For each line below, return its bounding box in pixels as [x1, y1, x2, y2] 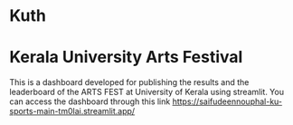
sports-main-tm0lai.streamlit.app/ [9, 106, 136, 117]
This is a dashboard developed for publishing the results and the [9, 77, 250, 88]
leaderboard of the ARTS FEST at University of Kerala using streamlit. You [9, 87, 285, 98]
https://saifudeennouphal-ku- [172, 96, 283, 107]
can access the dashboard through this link [9, 96, 171, 107]
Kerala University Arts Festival [9, 47, 243, 68]
